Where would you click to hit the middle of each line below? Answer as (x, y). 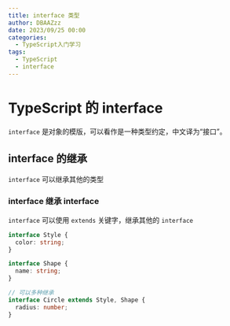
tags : (17, 52)
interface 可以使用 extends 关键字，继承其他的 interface (101, 220)
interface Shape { (38, 264)
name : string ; (38, 271)
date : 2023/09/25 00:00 (47, 30)
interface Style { (38, 235)
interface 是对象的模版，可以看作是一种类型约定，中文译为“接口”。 (117, 132)
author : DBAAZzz (35, 23)
